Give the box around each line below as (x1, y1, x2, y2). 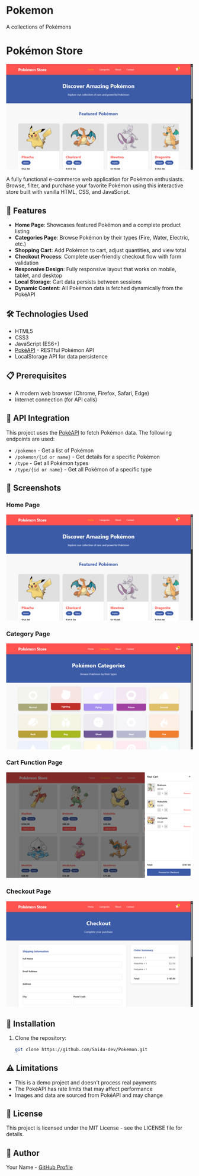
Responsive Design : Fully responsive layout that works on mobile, (14, 266, 176, 273)
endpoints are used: (6, 435, 55, 442)
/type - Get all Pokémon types (14, 459, 89, 467)
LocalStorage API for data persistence (14, 353, 108, 360)
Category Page (6, 630, 50, 638)
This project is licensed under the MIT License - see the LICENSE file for (6, 1124, 182, 1131)
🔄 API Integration (6, 413, 70, 423)
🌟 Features (6, 206, 47, 216)
